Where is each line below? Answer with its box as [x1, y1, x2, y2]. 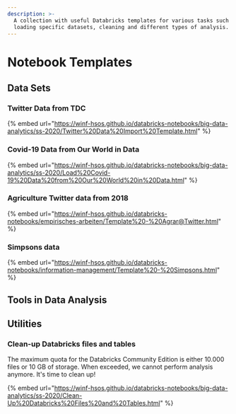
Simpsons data [7, 242, 60, 252]
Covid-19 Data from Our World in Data [7, 144, 140, 154]
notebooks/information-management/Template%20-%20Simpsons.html [7, 266, 218, 275]
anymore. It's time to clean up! [7, 370, 96, 379]
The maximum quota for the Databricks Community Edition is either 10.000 [7, 355, 225, 364]
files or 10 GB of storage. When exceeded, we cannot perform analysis [7, 362, 213, 372]
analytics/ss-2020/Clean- [7, 391, 83, 400]
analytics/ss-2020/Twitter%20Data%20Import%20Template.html [7, 127, 198, 135]
